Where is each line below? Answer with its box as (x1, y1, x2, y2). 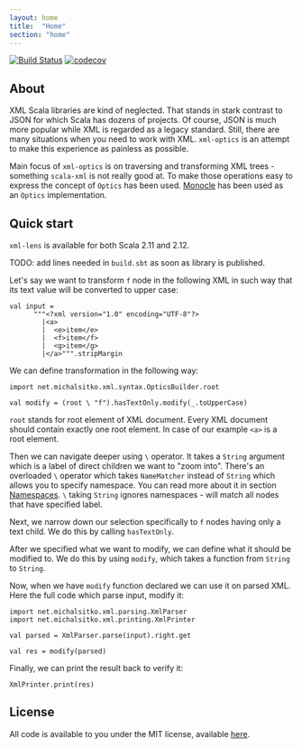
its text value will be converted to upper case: (9, 285, 178, 295)
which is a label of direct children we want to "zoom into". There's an (9, 461, 265, 471)
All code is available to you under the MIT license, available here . (9, 728, 251, 739)
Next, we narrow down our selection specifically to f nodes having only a (9, 517, 281, 527)
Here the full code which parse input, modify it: (9, 590, 185, 601)
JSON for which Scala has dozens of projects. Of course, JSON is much (9, 115, 277, 126)
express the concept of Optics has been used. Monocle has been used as (9, 180, 284, 191)
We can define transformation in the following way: (9, 365, 199, 376)
